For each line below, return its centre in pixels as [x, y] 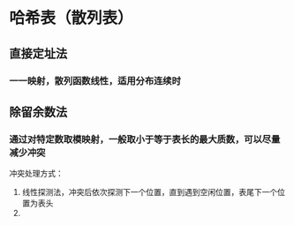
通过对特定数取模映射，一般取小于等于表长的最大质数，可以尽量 [145, 139]
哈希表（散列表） [72, 18]
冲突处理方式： [36, 174]
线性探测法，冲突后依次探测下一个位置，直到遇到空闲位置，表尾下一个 [150, 192]
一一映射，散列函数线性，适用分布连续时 [95, 80]
